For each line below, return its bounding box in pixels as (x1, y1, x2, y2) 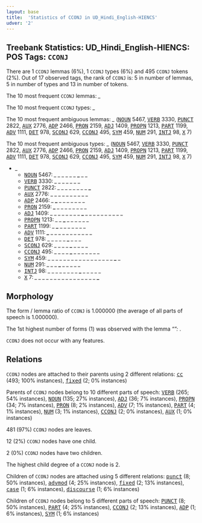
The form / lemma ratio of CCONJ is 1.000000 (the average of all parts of (6, 307, 183, 314)
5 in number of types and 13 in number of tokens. (6, 81, 128, 88)
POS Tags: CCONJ (6, 52, 68, 62)
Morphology (6, 291, 54, 302)
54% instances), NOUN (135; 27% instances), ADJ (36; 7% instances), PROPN (6, 395, 195, 402)
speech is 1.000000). (6, 314, 59, 320)
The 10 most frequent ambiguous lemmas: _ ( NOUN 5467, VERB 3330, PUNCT (6, 116, 194, 123)
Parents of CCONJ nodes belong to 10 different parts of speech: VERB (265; (6, 388, 189, 396)
